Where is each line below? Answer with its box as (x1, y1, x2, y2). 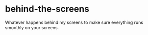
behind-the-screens (5, 3, 90, 15)
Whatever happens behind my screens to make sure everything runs (5, 19, 144, 25)
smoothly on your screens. (5, 24, 59, 30)
